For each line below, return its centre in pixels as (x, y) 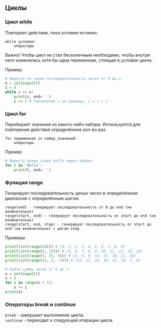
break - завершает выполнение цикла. (45, 315)
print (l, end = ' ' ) (32, 170)
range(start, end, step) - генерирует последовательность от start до (78, 224)
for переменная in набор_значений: (41, 139)
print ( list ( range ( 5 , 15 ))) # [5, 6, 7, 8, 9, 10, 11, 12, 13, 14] (74, 251)
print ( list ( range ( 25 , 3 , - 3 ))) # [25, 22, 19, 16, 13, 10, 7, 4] (73, 260)
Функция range (24, 182)
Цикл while (19, 22)
